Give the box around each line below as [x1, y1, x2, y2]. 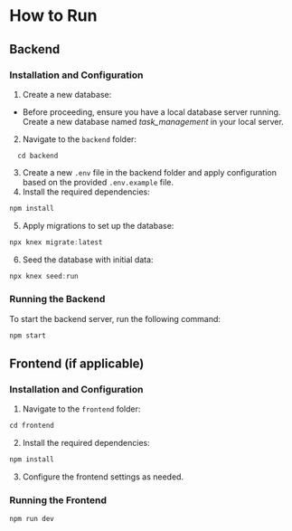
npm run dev [9, 515, 54, 524]
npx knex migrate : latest [9, 237, 103, 247]
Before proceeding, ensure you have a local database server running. [22, 106, 281, 118]
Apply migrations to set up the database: [22, 220, 174, 231]
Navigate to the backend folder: [22, 133, 137, 145]
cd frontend [9, 422, 54, 431]
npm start [9, 331, 47, 340]
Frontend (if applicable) [9, 356, 145, 372]
